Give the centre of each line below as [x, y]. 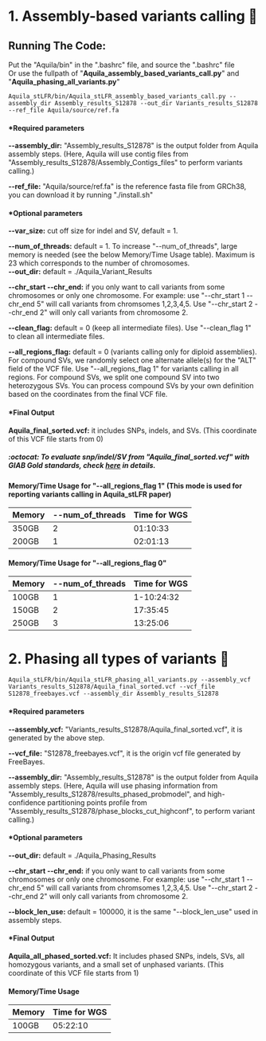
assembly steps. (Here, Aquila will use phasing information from [113, 785]
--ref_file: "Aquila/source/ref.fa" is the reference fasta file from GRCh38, [127, 187]
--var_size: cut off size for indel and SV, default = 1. [93, 231]
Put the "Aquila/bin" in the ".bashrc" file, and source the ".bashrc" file [121, 65]
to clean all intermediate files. [57, 336]
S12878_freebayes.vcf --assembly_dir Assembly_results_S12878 [113, 694]
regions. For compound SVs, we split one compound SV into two [114, 377]
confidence [27, 802]
